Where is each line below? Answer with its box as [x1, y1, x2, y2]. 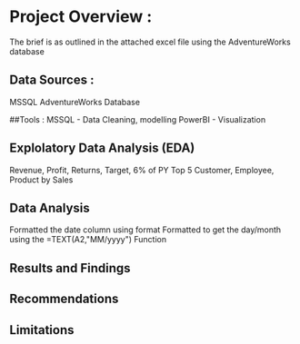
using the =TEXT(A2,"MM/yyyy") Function [9, 234, 166, 245]
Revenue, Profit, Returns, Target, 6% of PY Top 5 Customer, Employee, [9, 164, 275, 175]
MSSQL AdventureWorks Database [9, 96, 141, 107]
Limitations [9, 322, 75, 338]
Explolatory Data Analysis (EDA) [9, 141, 195, 156]
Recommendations [9, 291, 119, 307]
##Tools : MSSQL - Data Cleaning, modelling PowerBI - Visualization [9, 113, 266, 124]
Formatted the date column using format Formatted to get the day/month [9, 224, 282, 235]
